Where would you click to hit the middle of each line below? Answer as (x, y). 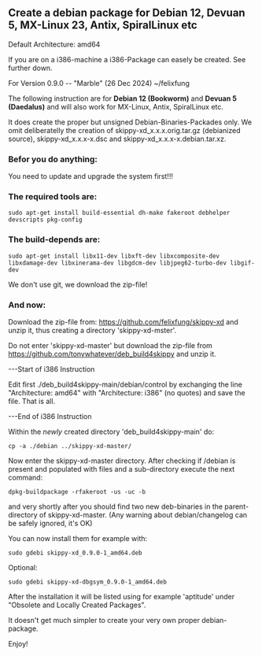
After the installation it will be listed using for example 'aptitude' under (121, 597)
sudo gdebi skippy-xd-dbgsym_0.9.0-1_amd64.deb (88, 582)
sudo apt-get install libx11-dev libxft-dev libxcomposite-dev (114, 256)
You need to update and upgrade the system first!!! (90, 176)
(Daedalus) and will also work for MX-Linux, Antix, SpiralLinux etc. (116, 106)
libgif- (243, 263)
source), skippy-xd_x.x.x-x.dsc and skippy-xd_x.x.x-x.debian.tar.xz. (117, 139)
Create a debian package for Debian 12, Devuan (127, 13)
